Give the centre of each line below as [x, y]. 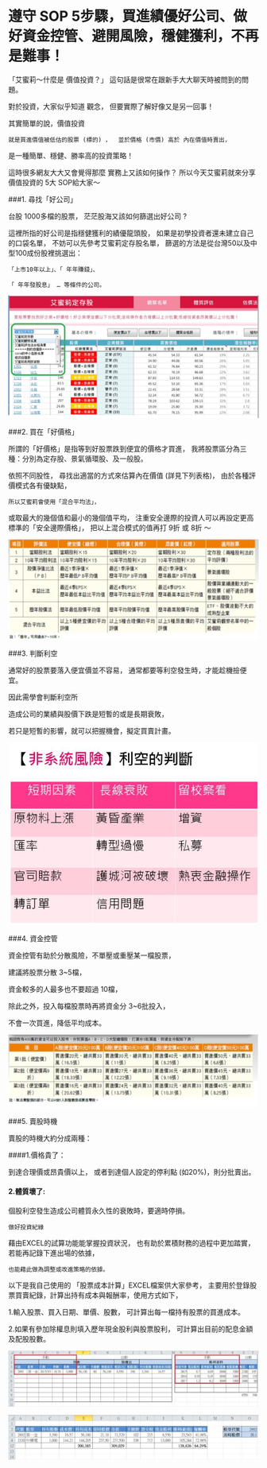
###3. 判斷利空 [33, 653]
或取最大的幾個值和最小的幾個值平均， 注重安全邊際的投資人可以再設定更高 [131, 517]
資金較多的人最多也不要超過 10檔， [65, 989]
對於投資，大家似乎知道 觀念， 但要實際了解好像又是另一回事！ [111, 106]
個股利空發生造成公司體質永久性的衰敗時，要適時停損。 [99, 1210]
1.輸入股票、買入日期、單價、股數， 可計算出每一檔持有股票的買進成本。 [126, 1311]
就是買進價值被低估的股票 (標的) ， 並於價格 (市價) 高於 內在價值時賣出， [120, 140]
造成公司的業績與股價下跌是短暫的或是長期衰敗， [88, 714]
